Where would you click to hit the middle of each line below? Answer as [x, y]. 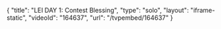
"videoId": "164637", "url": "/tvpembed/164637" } [101, 18]
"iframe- [203, 10]
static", [17, 18]
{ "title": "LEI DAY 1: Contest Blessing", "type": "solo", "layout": [98, 10]
